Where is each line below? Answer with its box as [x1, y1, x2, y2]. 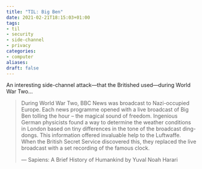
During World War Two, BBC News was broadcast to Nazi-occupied [21, 100, 190, 107]
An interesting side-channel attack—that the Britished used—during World [6, 81, 191, 89]
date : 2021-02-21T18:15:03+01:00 [6, 14, 90, 21]
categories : [6, 48, 36, 54]
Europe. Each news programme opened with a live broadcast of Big [21, 106, 189, 113]
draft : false [6, 65, 39, 71]
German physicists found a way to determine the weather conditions [21, 119, 191, 126]
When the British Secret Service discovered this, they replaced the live [21, 138, 197, 145]
